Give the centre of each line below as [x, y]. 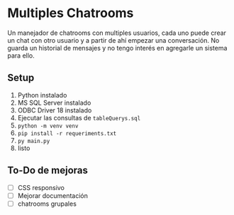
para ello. [21, 56]
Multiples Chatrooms [71, 13]
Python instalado [42, 95]
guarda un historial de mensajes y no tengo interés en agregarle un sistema [117, 48]
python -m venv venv [48, 126]
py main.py [34, 141]
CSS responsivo [41, 187]
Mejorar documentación [53, 195]
